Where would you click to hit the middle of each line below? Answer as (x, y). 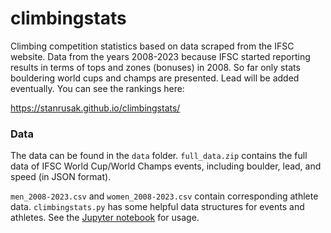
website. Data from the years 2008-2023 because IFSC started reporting (160, 56)
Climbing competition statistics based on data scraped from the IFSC (152, 46)
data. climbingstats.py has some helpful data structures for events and (157, 207)
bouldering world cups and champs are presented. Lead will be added (155, 78)
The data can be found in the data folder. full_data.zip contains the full (159, 156)
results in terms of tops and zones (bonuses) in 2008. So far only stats (155, 67)
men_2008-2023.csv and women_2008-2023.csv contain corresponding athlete (164, 196)
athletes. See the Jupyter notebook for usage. (105, 218)
